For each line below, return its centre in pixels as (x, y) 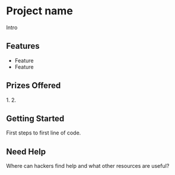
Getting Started (35, 118)
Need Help (26, 151)
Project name (39, 11)
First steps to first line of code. (44, 133)
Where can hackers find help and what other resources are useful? (88, 166)
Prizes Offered (34, 85)
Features (23, 46)
